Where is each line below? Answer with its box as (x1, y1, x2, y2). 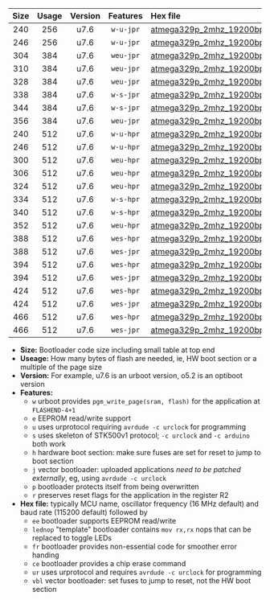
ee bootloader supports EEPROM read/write (31, 516, 177, 525)
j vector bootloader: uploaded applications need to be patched (31, 465, 241, 474)
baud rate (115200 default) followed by (19, 508, 148, 517)
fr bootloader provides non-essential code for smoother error (31, 542, 237, 551)
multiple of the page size (19, 362, 103, 372)
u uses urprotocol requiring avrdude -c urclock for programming (31, 422, 247, 431)
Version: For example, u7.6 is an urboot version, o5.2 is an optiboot (19, 371, 243, 380)
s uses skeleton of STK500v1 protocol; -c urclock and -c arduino (31, 430, 251, 440)
